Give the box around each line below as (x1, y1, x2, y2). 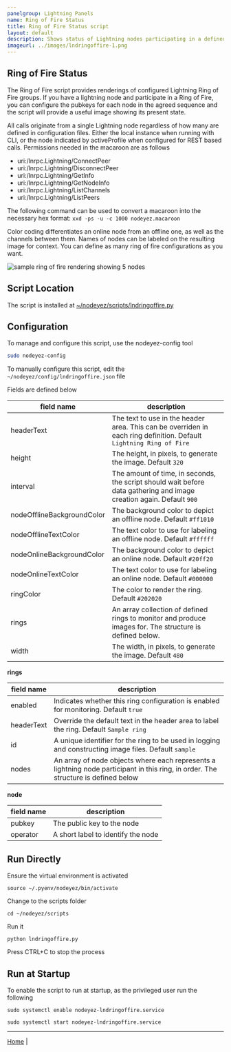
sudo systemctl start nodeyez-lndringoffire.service (7, 1018, 162, 1026)
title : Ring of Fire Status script (7, 23, 109, 30)
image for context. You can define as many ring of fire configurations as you (7, 242, 223, 250)
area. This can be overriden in (111, 422, 208, 432)
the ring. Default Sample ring (54, 725, 146, 734)
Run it (7, 922, 24, 931)
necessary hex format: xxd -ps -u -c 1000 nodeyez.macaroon (7, 214, 181, 222)
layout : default (7, 29, 54, 37)
